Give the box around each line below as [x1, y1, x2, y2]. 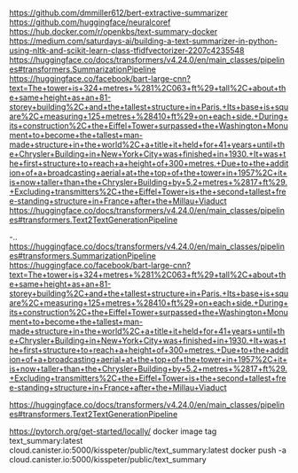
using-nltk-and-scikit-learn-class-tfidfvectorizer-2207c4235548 [9, 45, 245, 56]
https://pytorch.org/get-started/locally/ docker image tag [9, 426, 217, 437]
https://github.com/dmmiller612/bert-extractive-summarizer [9, 8, 229, 18]
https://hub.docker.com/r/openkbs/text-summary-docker [9, 27, 218, 36]
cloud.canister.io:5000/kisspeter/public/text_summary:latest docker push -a [9, 445, 286, 455]
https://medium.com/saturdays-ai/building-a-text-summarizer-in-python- [9, 35, 278, 46]
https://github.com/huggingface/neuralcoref [9, 17, 171, 27]
